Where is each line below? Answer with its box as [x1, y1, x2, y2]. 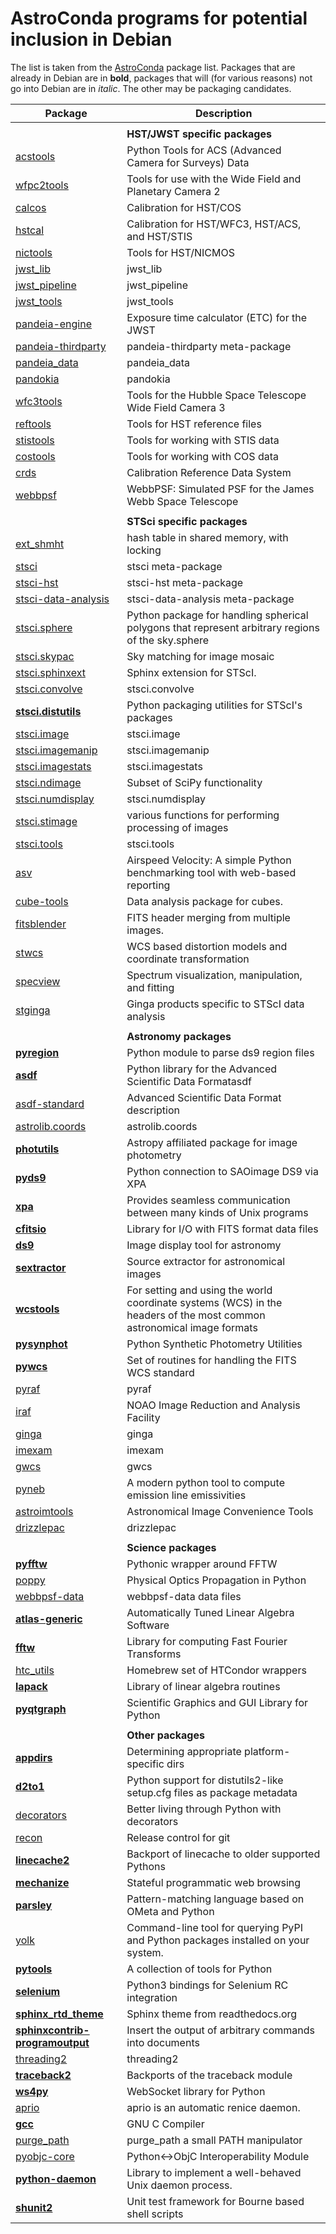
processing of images [126, 820, 229, 834]
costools [15, 449, 56, 463]
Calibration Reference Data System [126, 465, 292, 479]
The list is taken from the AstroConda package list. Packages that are [10, 61, 296, 73]
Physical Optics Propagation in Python [126, 1573, 307, 1587]
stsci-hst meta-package [126, 575, 244, 589]
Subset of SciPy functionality [126, 775, 263, 789]
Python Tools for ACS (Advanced [126, 143, 282, 157]
